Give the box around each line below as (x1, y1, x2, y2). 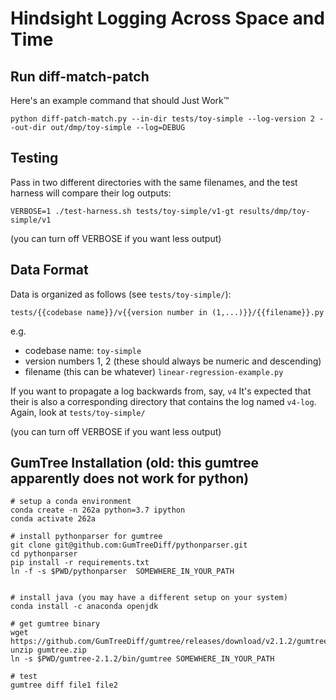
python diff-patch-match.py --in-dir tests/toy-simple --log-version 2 (10, 114, 315, 124)
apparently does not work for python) (10, 470, 250, 487)
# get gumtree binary (10, 619, 101, 629)
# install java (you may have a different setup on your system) (10, 593, 288, 603)
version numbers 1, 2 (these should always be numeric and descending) (24, 355, 322, 367)
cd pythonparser (10, 549, 78, 559)
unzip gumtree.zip (10, 645, 87, 656)
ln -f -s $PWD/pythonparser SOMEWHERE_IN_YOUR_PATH (10, 567, 235, 577)
